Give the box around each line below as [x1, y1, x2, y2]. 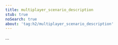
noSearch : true [5, 16, 37, 21]
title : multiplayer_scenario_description [5, 7, 94, 12]
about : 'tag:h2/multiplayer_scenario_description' [5, 21, 114, 26]
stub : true [5, 12, 28, 17]
